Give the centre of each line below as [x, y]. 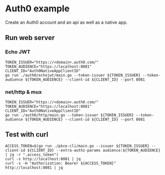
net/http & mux [24, 92]
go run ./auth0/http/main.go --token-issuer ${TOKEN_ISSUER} [70, 115]
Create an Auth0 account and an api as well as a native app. [66, 22]
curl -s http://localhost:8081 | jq [43, 159]
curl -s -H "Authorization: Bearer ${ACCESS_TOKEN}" [61, 163]
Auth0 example [37, 9]
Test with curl [27, 135]
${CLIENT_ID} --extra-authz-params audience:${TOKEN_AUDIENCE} [94, 150]
